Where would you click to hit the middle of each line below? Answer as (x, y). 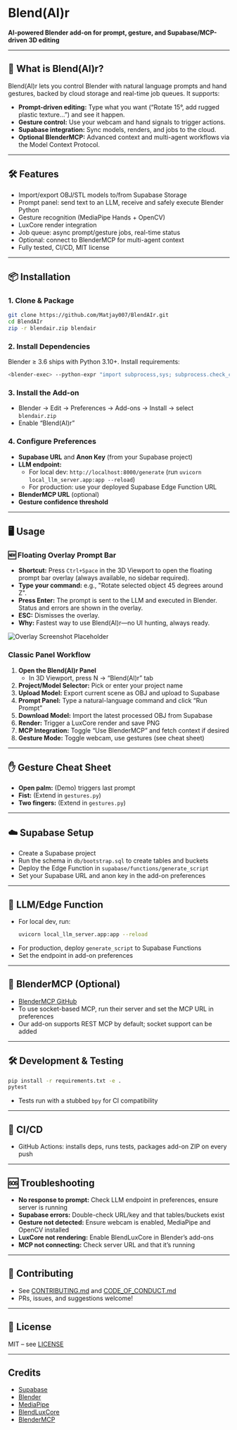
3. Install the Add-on (44, 392)
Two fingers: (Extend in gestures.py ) (72, 803)
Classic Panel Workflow (49, 655)
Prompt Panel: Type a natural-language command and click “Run (113, 700)
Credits (25, 1372)
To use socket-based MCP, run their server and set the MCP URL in (116, 1009)
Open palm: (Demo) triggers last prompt (77, 788)
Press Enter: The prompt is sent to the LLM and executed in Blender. (117, 601)
